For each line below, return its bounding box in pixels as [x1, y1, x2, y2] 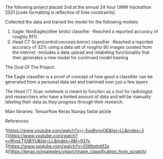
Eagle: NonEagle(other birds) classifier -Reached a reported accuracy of [12, 29, 159, 34]
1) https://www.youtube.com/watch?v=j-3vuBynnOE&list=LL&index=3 [5, 127, 144, 133]
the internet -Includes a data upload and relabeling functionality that [12, 49, 150, 55]
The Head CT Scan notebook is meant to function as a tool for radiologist [5, 89, 153, 94]
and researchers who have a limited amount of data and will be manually [5, 94, 151, 99]
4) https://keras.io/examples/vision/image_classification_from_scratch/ [5, 149, 147, 154]
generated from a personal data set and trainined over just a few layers [5, 79, 148, 85]
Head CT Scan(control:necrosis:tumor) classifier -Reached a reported [12, 39, 153, 45]
